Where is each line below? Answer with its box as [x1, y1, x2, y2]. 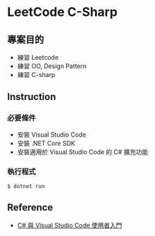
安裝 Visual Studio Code [17, 130, 87, 139]
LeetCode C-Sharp [7, 4, 118, 20]
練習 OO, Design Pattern [17, 62, 87, 70]
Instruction [7, 91, 56, 103]
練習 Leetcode [17, 53, 59, 61]
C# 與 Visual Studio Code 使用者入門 [17, 221, 123, 229]
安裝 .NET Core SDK [17, 139, 75, 147]
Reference [7, 202, 54, 214]
